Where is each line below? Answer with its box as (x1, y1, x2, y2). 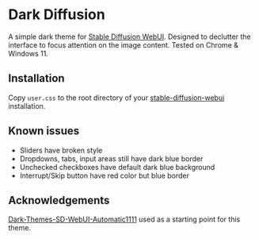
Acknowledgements (8, 193, 110, 207)
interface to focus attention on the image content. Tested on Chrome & (8, 40, 239, 49)
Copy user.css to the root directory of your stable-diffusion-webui (8, 93, 225, 102)
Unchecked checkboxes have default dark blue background (19, 162, 215, 172)
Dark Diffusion (8, 6, 105, 24)
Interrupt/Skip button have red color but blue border (19, 171, 190, 180)
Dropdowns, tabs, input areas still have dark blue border (19, 153, 204, 164)
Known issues (8, 125, 80, 138)
